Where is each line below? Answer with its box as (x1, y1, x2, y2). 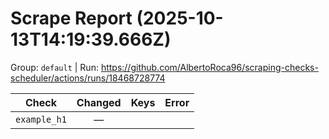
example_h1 (15, 113, 67, 125)
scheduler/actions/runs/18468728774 (10, 72, 166, 84)
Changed (76, 95, 122, 109)
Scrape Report (10, 7, 133, 30)
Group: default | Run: (10, 61, 99, 73)
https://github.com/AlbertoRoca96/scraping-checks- (100, 61, 319, 73)
